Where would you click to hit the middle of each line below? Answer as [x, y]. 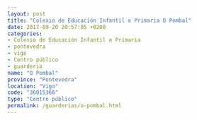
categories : [25, 34]
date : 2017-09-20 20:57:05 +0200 [57, 27]
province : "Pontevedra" [43, 79]
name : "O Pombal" [33, 73]
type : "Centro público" [43, 100]
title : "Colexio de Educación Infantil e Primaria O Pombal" [100, 20]
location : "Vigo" [33, 86]
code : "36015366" [33, 92]
